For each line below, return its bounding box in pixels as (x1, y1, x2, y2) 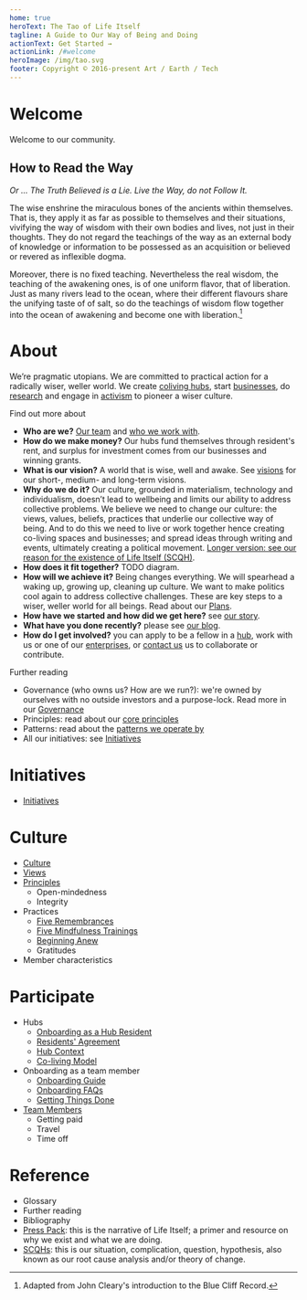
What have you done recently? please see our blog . (22, 620, 221, 631)
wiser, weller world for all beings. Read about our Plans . (22, 600, 233, 612)
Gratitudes (36, 945, 77, 956)
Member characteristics (22, 955, 113, 966)
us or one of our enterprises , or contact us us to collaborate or (22, 639, 259, 650)
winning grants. (22, 455, 82, 466)
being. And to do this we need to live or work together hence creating (22, 523, 285, 534)
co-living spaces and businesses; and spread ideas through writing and (22, 533, 292, 544)
